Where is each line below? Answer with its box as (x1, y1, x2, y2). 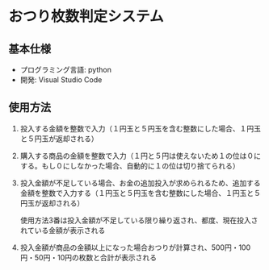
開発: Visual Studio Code (19, 75, 103, 85)
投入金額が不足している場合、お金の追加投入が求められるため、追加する (19, 178, 261, 188)
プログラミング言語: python (19, 65, 111, 74)
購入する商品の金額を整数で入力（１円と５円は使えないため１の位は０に (19, 151, 261, 160)
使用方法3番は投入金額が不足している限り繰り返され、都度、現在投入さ (19, 215, 258, 225)
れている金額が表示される (19, 225, 106, 235)
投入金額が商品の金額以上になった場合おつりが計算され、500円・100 (19, 243, 251, 252)
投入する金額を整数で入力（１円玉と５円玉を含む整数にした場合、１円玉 (19, 123, 261, 133)
